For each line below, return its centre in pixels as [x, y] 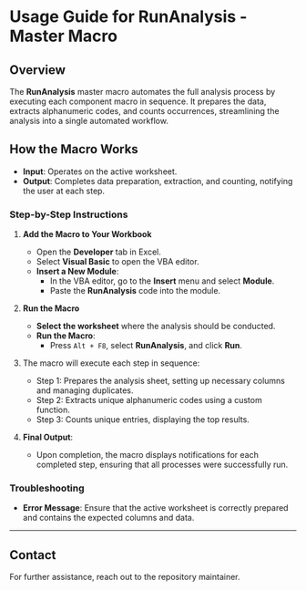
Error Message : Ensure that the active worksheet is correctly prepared [155, 508]
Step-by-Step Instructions [69, 214]
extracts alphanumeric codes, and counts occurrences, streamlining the [144, 111]
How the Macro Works [74, 149]
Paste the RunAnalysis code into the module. [135, 291]
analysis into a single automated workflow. [89, 121]
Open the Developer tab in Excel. [99, 252]
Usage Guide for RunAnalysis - [128, 17]
